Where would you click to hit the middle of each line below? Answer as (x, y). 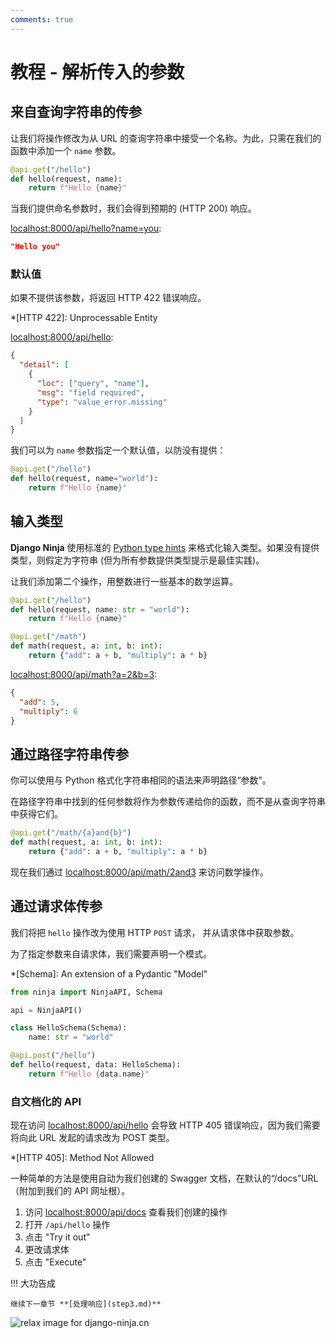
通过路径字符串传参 (69, 754)
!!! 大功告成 (33, 1283)
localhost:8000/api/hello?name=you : (86, 228)
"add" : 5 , (39, 702)
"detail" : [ (44, 365)
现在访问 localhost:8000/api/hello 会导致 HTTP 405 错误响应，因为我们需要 (165, 1125)
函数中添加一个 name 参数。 (66, 150)
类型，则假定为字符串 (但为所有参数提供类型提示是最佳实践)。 (137, 560)
